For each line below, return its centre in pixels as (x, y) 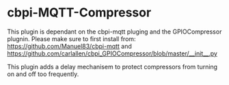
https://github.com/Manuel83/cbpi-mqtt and (69, 46)
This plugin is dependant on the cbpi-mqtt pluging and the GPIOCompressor (114, 32)
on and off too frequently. (43, 74)
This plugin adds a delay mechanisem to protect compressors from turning (112, 66)
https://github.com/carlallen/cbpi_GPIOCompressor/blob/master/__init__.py (112, 53)
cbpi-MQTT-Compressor (79, 13)
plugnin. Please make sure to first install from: (71, 38)
